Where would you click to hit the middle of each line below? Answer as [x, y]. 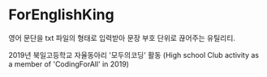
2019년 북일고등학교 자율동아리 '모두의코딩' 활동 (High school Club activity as [134, 55]
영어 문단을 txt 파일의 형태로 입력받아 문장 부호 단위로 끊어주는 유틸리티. [122, 38]
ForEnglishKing [62, 15]
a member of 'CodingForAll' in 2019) [69, 64]
